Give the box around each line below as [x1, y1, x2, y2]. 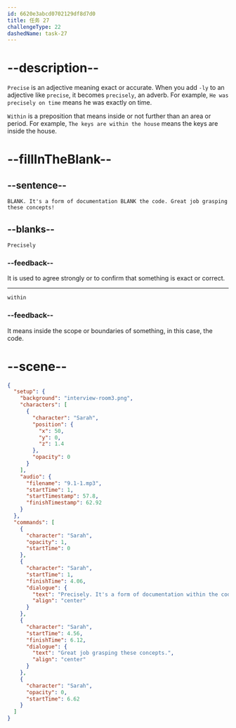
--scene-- [7, 358, 67, 375]
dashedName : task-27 [7, 30, 68, 37]
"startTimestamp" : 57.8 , [25, 493, 99, 500]
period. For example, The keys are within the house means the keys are [7, 119, 218, 128]
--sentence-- [7, 179, 67, 191]
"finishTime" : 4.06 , [25, 578, 86, 585]
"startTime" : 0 [25, 545, 71, 552]
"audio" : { [20, 473, 52, 480]
